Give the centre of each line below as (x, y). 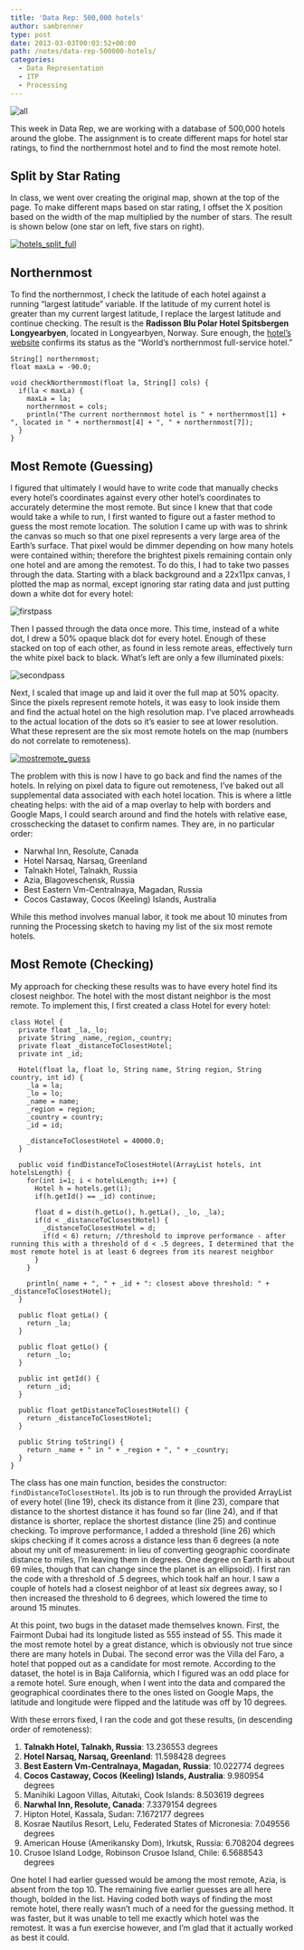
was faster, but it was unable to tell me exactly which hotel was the (135, 1918)
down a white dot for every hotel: (72, 594)
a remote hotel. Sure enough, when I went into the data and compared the (148, 1682)
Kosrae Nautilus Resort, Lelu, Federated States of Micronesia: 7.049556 (157, 1823)
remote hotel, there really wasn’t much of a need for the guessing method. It (152, 1908)
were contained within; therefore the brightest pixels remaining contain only (151, 555)
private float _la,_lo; (63, 1030)
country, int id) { (47, 1077)
